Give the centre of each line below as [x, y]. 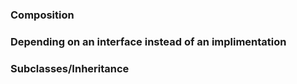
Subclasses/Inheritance [70, 68]
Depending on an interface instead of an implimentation [148, 41]
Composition [42, 15]
